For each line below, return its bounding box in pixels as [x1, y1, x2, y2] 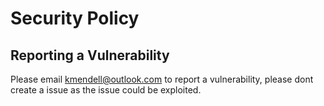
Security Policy [10, 7, 140, 30]
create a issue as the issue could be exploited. [10, 84, 202, 96]
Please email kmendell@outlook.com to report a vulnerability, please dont [10, 73, 314, 85]
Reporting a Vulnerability [10, 47, 170, 64]
